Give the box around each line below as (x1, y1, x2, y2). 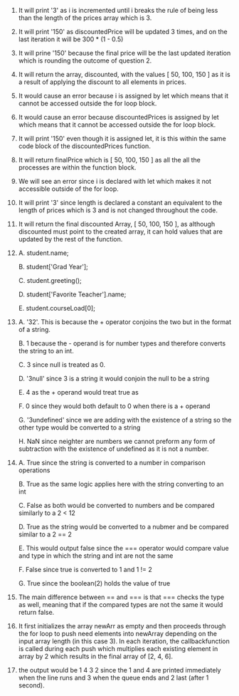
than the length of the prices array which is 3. (18, 14, 152, 22)
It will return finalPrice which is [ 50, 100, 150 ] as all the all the (18, 156, 201, 164)
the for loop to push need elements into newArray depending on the (18, 630, 218, 638)
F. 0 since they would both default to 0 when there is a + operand (18, 402, 211, 410)
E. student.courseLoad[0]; (18, 304, 95, 312)
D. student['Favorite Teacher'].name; (18, 290, 127, 298)
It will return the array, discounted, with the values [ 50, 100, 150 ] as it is (18, 71, 230, 78)
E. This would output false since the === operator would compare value (18, 544, 230, 552)
